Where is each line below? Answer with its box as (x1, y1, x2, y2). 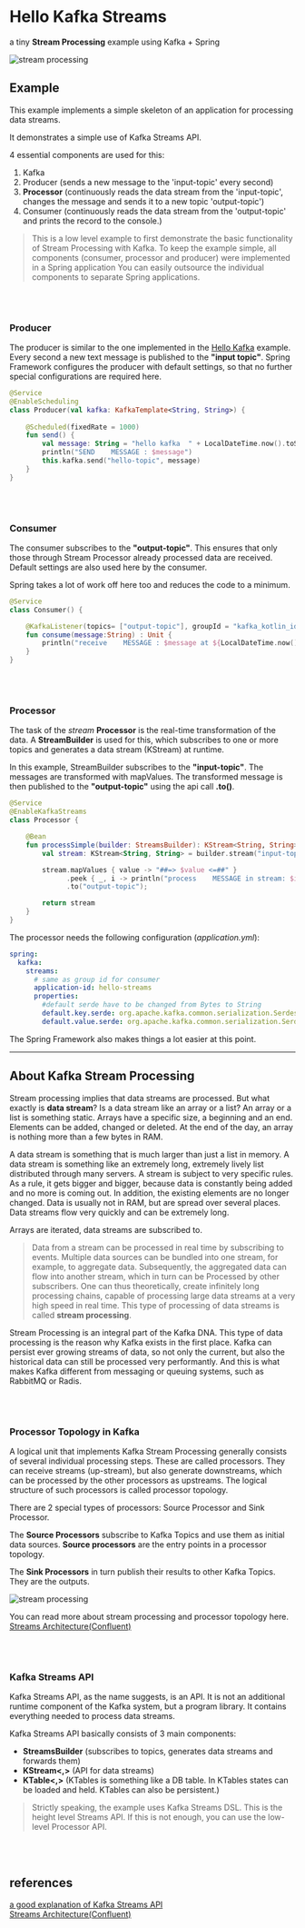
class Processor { (9, 816, 79, 825)
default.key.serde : (42, 1009, 116, 1019)
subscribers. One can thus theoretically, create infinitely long (31, 1280, 261, 1291)
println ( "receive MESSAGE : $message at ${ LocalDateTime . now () (42, 639, 299, 648)
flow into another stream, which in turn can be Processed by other (31, 1270, 280, 1282)
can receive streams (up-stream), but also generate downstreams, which (9, 1465, 283, 1476)
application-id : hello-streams (33, 983, 152, 992)
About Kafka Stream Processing (9, 1068, 195, 1084)
